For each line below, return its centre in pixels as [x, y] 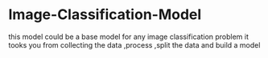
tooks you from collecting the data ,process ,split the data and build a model [134, 44]
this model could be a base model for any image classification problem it [129, 37]
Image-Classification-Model [105, 15]
